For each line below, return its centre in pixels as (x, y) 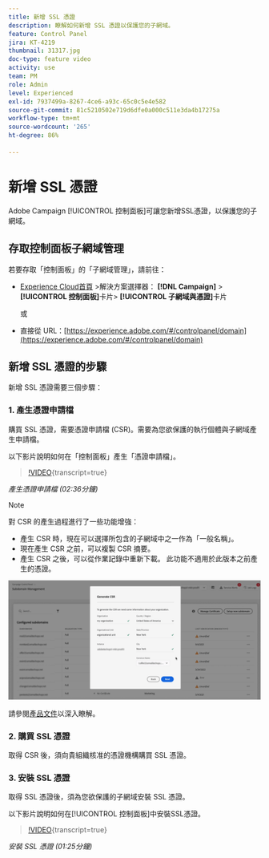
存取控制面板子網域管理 (66, 249)
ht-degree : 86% (34, 136)
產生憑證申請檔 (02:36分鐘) (53, 488)
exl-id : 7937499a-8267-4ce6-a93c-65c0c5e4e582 (87, 101)
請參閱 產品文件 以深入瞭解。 (54, 713)
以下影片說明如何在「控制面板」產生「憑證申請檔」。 (94, 456)
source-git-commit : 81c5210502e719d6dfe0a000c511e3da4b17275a (114, 110)
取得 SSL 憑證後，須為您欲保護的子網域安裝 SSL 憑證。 (99, 797)
